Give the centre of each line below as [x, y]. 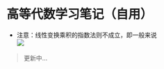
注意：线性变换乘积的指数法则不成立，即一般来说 [87, 35]
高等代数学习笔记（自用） [80, 14]
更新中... [35, 58]
